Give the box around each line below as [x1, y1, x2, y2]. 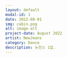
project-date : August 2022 [5, 31, 62, 36]
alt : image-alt [5, 26, 38, 31]
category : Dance [5, 40, 40, 45]
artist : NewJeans [5, 36, 42, 41]
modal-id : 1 [5, 12, 30, 17]
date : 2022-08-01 [5, 17, 42, 22]
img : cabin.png [5, 21, 38, 27]
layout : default [5, 7, 40, 13]
